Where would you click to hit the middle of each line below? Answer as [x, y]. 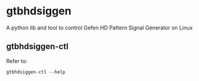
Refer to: [17, 61]
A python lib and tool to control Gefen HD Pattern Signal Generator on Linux [99, 28]
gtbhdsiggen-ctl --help [36, 72]
